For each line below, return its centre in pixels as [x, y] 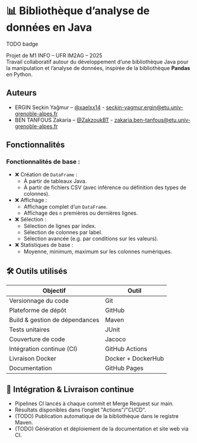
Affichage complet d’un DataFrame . [66, 207]
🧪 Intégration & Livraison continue [70, 389]
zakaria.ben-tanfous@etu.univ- [152, 120]
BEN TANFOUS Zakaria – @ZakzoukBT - [64, 120]
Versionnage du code [39, 301]
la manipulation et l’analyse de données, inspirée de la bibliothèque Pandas [98, 68]
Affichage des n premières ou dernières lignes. [81, 213]
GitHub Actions [126, 349]
